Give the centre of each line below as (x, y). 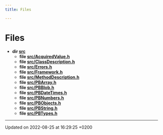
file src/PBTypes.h (38, 113)
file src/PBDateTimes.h (43, 92)
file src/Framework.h (41, 72)
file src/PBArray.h (38, 82)
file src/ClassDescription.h (47, 62)
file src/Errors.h (36, 67)
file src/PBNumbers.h (41, 98)
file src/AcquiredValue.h (45, 56)
